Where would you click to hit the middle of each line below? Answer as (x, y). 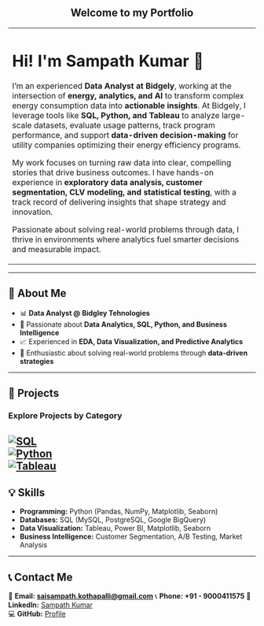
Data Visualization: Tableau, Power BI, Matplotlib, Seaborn (115, 528)
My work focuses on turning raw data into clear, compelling (122, 163)
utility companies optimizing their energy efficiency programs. (126, 145)
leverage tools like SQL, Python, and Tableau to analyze (116, 116)
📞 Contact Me (40, 577)
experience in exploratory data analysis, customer (107, 183)
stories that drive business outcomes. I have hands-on (113, 172)
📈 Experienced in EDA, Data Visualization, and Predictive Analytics (131, 341)
